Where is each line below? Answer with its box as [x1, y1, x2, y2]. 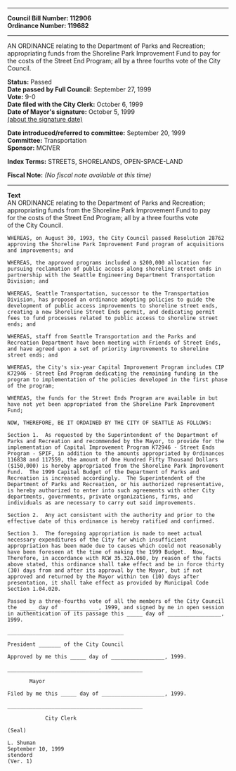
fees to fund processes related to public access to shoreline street [7, 314, 218, 321]
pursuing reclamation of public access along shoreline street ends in [7, 265, 221, 272]
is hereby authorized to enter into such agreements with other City [7, 487, 216, 494]
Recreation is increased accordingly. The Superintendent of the [7, 475, 206, 482]
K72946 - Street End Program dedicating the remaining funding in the [7, 370, 218, 377]
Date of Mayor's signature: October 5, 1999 [7, 108, 136, 116]
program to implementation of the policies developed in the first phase [7, 376, 228, 383]
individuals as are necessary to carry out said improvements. [7, 499, 197, 506]
